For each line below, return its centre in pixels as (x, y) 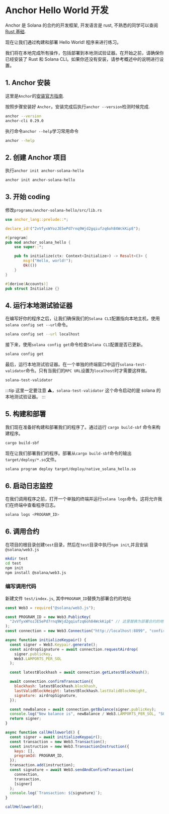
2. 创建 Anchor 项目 (36, 157)
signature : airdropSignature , (46, 695)
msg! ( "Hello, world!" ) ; (48, 261)
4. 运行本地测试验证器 (39, 305)
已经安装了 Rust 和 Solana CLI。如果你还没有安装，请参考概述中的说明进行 (82, 59)
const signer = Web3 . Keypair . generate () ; (54, 645)
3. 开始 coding (28, 197)
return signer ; (26, 719)
